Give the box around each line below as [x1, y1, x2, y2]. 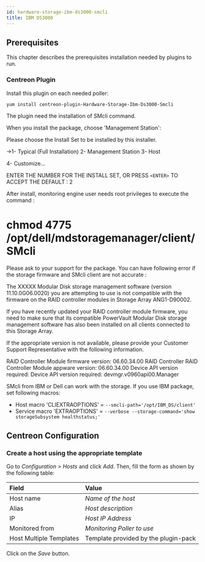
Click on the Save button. [6, 550, 70, 557]
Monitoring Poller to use [84, 524, 154, 533]
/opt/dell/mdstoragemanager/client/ [6, 231, 196, 245]
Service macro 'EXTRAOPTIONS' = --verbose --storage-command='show [15, 407, 195, 415]
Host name [9, 495, 41, 503]
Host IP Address [84, 514, 132, 523]
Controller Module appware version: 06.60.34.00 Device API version [6, 364, 179, 371]
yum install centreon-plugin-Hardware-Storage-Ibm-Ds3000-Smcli [6, 101, 174, 107]
